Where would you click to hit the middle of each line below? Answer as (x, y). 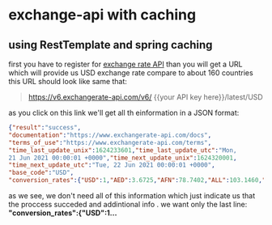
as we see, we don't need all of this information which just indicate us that (132, 195)
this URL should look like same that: (68, 81)
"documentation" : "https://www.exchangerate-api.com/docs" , (110, 135)
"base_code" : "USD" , (41, 173)
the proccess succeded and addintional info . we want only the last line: (128, 204)
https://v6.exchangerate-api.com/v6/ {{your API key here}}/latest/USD (145, 97)
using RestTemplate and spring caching (110, 45)
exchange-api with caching (102, 15)
